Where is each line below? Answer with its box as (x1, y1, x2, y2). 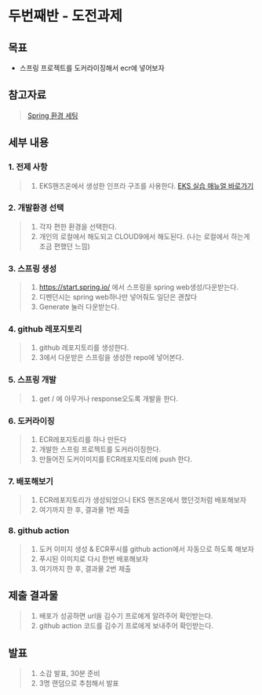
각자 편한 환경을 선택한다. (38, 222, 118, 231)
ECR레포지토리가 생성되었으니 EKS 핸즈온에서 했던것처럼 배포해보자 (38, 495, 247, 505)
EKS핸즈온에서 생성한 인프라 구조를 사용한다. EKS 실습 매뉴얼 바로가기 (38, 181, 254, 190)
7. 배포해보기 (8, 476, 53, 487)
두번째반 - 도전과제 (8, 7, 123, 25)
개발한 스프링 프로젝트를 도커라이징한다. (38, 444, 162, 454)
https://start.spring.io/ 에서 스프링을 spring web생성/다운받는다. (38, 282, 239, 292)
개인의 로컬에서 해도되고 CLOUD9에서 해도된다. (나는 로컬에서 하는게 (38, 231, 250, 241)
